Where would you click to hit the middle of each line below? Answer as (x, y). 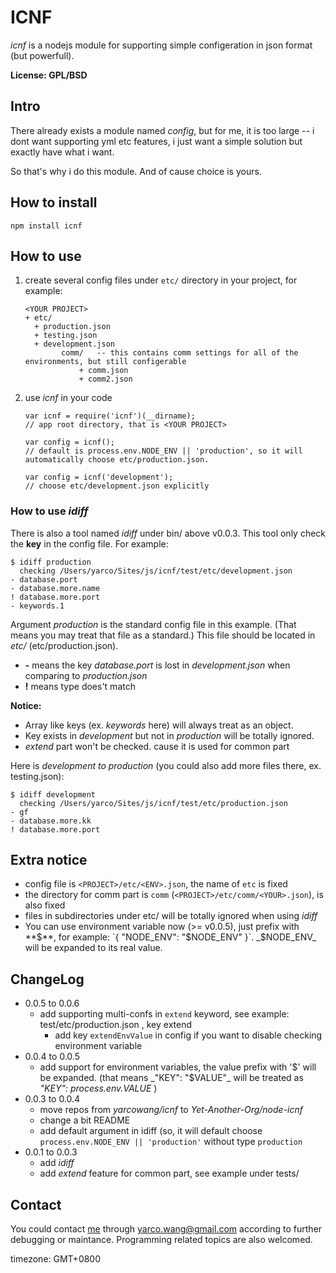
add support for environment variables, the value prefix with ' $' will (178, 1067)
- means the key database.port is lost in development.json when (157, 665)
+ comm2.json (105, 379)
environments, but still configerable (105, 362)
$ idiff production (51, 562)
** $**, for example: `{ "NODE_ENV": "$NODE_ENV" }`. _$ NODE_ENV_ (170, 937)
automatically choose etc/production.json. (117, 460)
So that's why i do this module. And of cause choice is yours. (136, 171)
